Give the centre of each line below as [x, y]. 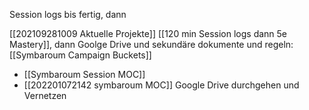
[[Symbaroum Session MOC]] [84, 74]
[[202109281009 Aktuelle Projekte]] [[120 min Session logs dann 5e [148, 33]
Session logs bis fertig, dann [68, 14]
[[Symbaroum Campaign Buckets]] [80, 55]
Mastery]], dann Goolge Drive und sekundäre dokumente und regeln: [151, 44]
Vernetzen [45, 95]
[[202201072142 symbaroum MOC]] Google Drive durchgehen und [161, 85]
